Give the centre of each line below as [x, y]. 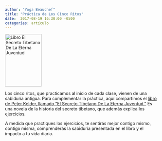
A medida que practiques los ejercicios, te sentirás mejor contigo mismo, [78, 124]
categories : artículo [27, 23]
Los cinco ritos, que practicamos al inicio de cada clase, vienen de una [76, 94]
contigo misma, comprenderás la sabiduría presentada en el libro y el [74, 128]
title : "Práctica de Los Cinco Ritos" [44, 14]
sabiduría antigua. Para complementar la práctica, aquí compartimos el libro [81, 99]
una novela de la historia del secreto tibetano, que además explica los [75, 109]
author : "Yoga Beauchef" [30, 9]
